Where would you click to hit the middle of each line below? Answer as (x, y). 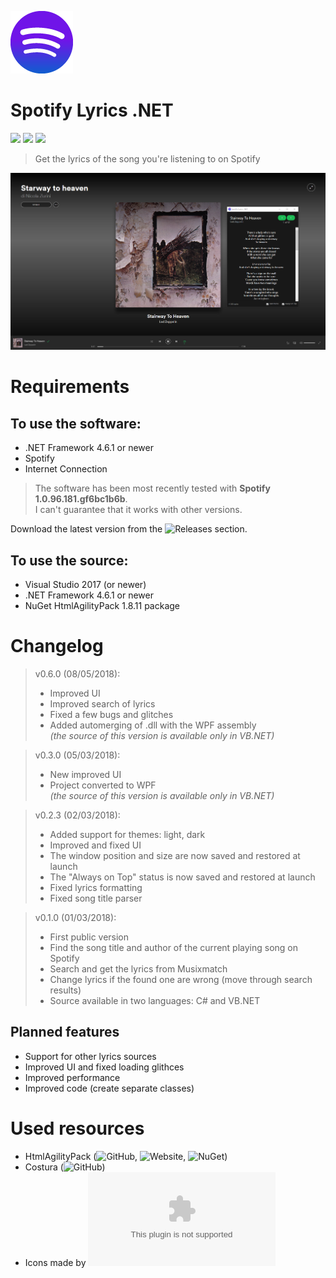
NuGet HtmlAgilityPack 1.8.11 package (102, 606)
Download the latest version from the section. (129, 529)
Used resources (77, 1128)
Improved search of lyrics (102, 703)
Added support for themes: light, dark (127, 834)
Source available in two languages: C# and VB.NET (155, 1000)
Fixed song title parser (96, 898)
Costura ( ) (65, 1167)
